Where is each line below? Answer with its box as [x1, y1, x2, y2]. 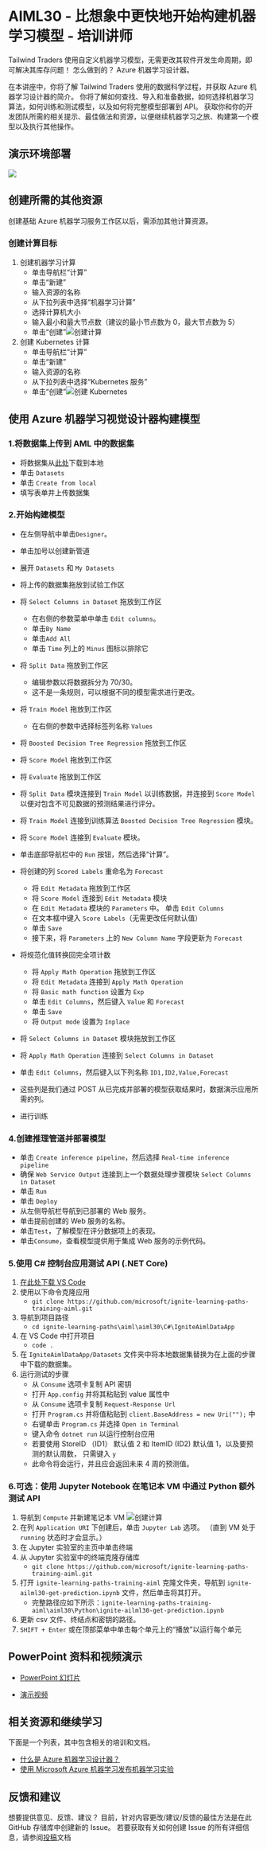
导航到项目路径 [19, 1313, 69, 1322]
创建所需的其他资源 [8, 193, 103, 207]
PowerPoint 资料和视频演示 [8, 1650, 143, 1664]
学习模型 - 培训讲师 [8, 27, 133, 45]
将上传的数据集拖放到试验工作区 [19, 579, 125, 589]
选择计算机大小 [31, 307, 81, 317]
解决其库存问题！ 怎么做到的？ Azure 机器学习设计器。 [14, 64, 194, 74]
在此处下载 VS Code [19, 1278, 86, 1287]
